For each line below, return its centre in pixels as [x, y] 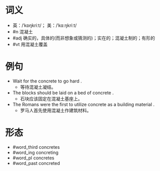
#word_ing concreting [35, 152]
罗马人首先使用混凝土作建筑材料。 [56, 110]
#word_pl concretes [33, 158]
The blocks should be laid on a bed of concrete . [63, 93]
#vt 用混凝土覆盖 [30, 44]
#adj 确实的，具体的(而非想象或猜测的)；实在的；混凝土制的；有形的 [84, 38]
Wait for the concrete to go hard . [47, 81]
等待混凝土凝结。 [38, 87]
